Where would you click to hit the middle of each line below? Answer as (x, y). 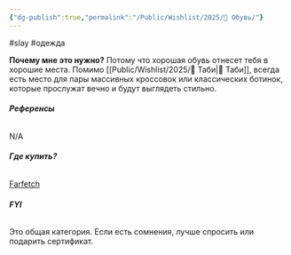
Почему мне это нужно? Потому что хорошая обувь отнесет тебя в (139, 60)
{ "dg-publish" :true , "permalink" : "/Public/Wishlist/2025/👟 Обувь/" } (137, 17)
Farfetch (24, 184)
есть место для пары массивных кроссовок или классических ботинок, (146, 79)
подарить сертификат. (51, 242)
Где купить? (33, 156)
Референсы (32, 108)
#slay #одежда (37, 43)
